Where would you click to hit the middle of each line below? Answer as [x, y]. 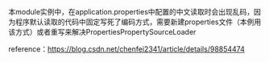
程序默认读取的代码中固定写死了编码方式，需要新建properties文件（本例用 [138, 22]
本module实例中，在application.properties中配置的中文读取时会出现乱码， [131, 12]
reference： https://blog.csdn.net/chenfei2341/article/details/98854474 [127, 49]
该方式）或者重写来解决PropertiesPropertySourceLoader [102, 32]
